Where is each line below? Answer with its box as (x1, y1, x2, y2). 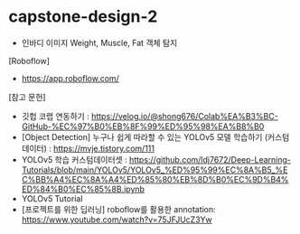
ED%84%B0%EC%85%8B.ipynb (21, 183, 145, 194)
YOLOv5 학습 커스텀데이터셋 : (21, 154, 127, 164)
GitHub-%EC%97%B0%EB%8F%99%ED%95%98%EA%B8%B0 (21, 120, 265, 132)
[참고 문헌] (8, 91, 46, 102)
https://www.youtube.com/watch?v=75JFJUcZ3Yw (21, 214, 213, 225)
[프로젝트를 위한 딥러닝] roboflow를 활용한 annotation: (21, 203, 216, 214)
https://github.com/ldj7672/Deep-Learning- (128, 154, 291, 164)
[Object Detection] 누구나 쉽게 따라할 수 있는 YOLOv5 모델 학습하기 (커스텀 (21, 131, 290, 142)
